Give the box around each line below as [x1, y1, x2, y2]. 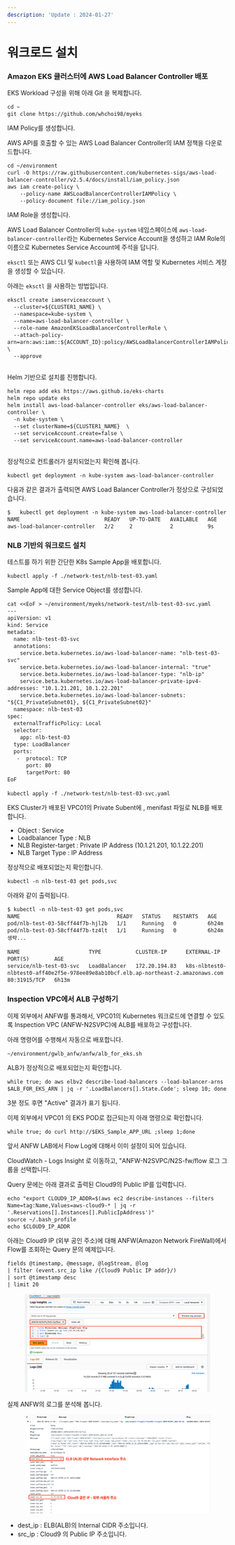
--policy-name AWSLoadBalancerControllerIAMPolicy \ [20, 190, 177, 198]
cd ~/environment [7, 162, 58, 170]
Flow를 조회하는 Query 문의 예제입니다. [7, 1245, 115, 1253]
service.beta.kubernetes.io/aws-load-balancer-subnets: [20, 692, 187, 699]
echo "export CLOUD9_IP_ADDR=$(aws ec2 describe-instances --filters [7, 1195, 215, 1202]
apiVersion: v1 [7, 615, 52, 622]
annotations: [13, 643, 52, 650]
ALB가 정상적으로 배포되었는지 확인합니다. [7, 1063, 122, 1072]
